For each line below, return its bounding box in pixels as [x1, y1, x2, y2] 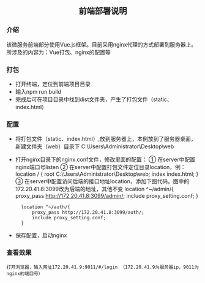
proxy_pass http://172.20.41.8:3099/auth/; [31, 209, 145, 216]
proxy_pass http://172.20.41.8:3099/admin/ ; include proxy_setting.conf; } [15, 192, 199, 200]
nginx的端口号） [6, 270, 43, 277]
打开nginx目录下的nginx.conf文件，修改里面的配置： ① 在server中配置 [15, 156, 196, 164]
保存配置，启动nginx [15, 232, 67, 239]
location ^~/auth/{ [21, 204, 70, 210]
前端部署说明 [78, 6, 127, 17]
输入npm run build [15, 88, 61, 95]
